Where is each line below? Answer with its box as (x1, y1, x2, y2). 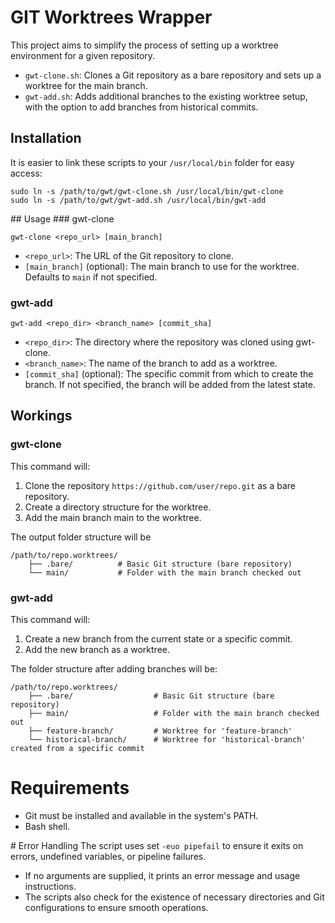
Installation (10, 130, 82, 147)
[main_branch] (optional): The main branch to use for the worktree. (24, 260, 300, 272)
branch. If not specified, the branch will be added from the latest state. (24, 379, 317, 391)
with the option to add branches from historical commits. (24, 101, 259, 113)
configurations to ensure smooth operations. (24, 901, 209, 913)
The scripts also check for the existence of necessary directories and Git (24, 891, 325, 903)
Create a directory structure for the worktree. (24, 501, 212, 513)
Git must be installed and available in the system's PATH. (24, 809, 259, 821)
